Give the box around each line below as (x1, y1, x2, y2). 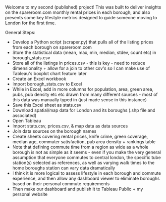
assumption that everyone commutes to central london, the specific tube (12, 155, 161, 160)
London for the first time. (5, 20, 56, 26)
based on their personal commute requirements (12, 181, 110, 187)
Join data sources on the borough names (12, 128, 97, 134)
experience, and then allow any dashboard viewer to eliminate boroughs (12, 175, 160, 181)
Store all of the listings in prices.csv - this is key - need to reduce (12, 60, 146, 66)
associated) (12, 113, 37, 118)
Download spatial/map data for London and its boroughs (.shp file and (12, 107, 156, 113)
